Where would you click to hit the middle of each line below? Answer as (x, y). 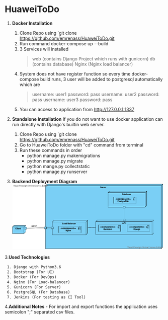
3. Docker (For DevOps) (32, 277)
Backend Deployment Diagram (45, 181)
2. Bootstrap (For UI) (31, 272)
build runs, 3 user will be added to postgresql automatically (101, 79)
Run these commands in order (51, 150)
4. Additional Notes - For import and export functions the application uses (81, 306)
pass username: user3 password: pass (72, 100)
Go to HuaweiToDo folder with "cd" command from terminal (81, 145)
